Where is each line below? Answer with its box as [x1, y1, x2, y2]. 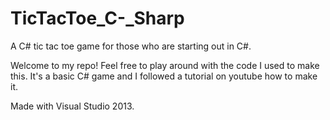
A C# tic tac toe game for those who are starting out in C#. [10, 40, 252, 52]
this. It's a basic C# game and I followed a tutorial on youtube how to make [10, 70, 318, 82]
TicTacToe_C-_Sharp [10, 7, 185, 30]
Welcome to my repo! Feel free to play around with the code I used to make [10, 59, 320, 71]
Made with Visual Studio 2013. [10, 100, 135, 112]
